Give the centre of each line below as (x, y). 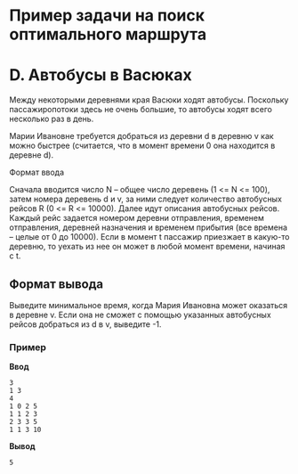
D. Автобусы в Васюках (101, 75)
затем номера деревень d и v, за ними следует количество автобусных (146, 199)
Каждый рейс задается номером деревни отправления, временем (137, 218)
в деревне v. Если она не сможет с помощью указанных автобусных (140, 315)
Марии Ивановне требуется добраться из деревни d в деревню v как (141, 136)
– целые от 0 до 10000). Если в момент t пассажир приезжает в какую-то (149, 237)
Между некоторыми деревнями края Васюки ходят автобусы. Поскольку (149, 100)
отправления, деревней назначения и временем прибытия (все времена (148, 227)
